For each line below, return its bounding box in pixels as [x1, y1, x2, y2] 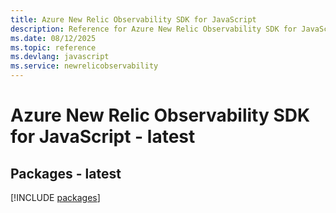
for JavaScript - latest [10, 126, 196, 148]
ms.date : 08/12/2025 [10, 33, 97, 43]
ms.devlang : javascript [10, 52, 110, 62]
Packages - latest [10, 165, 122, 182]
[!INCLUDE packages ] [10, 192, 101, 203]
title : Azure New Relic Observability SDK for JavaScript [10, 14, 257, 25]
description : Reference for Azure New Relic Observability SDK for [10, 24, 298, 34]
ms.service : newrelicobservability [10, 61, 159, 71]
